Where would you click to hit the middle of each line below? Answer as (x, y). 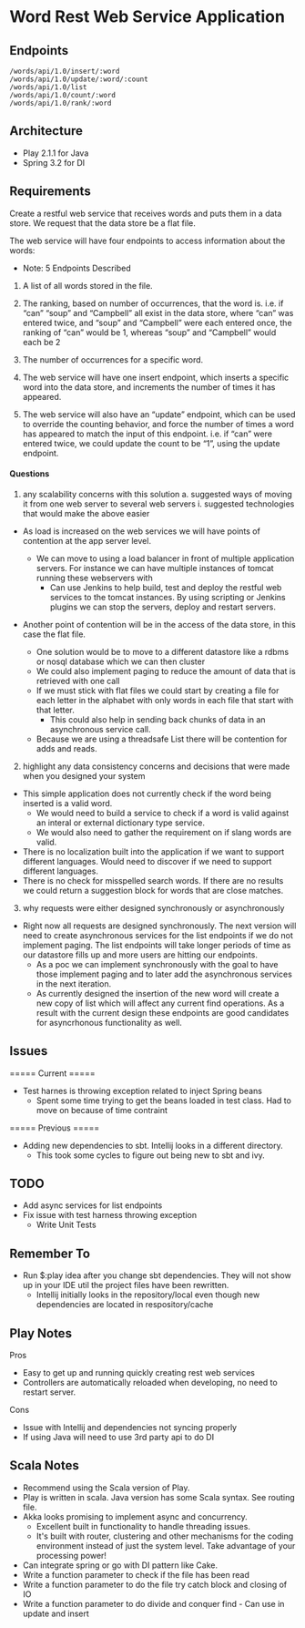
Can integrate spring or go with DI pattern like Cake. (120, 1565)
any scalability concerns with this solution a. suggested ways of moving (158, 494)
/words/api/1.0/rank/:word (61, 103)
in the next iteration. (74, 983)
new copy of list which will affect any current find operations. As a (160, 1003)
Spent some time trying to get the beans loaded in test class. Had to (163, 1101)
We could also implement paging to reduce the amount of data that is (166, 671)
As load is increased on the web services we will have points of (142, 531)
